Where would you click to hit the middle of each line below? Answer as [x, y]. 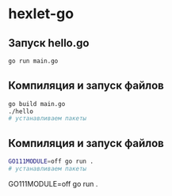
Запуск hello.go [49, 43]
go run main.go [33, 61]
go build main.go [37, 104]
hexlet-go [41, 14]
